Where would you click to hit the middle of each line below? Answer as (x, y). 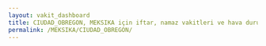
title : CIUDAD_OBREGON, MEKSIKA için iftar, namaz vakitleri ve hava (125, 23)
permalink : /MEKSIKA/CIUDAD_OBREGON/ (70, 30)
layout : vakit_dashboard (49, 15)
